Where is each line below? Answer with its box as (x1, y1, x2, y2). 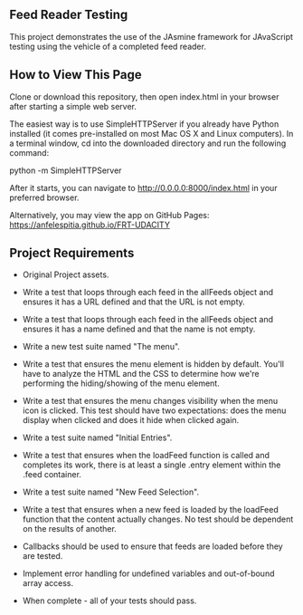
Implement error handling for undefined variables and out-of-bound (22, 568, 275, 579)
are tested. (22, 551, 63, 562)
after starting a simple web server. (9, 101, 137, 111)
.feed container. (22, 469, 81, 480)
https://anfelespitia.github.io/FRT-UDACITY (9, 219, 170, 230)
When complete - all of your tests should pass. (22, 595, 197, 606)
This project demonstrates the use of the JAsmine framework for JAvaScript (9, 31, 294, 42)
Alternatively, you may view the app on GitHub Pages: (9, 209, 210, 220)
